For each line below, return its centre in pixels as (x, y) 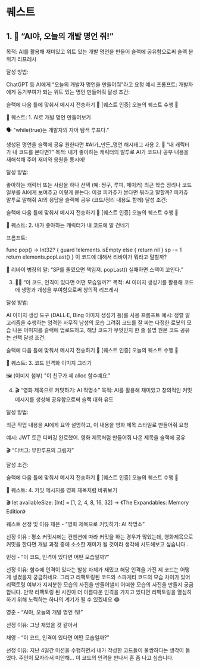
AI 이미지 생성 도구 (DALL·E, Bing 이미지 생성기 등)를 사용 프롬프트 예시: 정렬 (95, 315)
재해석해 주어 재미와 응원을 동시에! (46, 159)
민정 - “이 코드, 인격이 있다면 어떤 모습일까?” (58, 557)
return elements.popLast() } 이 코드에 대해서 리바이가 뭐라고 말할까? (87, 257)
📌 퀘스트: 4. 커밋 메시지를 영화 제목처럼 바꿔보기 (62, 490)
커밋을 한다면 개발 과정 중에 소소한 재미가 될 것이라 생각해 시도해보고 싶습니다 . (97, 544)
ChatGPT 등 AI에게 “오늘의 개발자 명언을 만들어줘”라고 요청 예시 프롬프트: (92, 84)
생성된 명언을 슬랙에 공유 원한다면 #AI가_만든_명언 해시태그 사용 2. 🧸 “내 (90, 145)
